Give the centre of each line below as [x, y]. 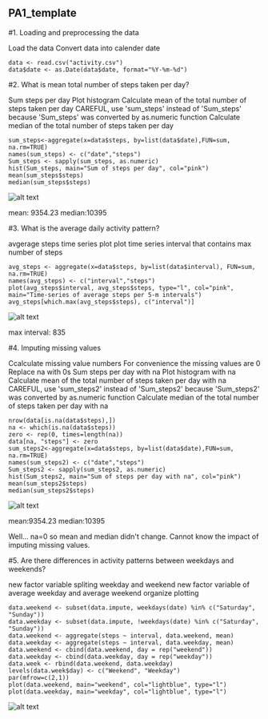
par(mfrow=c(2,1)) [39, 677]
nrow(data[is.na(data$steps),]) [62, 420]
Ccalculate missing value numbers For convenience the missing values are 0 [134, 363]
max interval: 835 [37, 332]
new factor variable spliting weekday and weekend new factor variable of [129, 584]
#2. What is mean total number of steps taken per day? [99, 84]
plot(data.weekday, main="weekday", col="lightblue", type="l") [118, 692]
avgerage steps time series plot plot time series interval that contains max [130, 243]
